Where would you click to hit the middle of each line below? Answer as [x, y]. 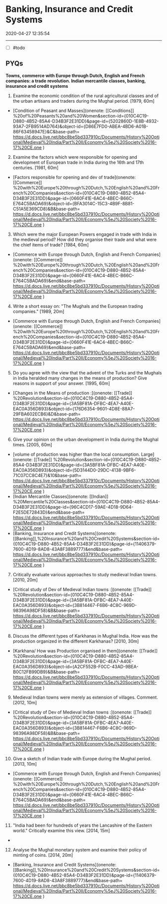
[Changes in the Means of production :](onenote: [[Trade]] [73, 393]
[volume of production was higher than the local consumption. [76, 454]
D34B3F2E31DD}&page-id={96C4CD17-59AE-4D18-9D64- [73, 507]
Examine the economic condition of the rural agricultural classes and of [86, 96]
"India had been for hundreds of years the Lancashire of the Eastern [83, 825]
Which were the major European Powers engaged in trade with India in [85, 234]
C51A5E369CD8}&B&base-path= [46, 209]
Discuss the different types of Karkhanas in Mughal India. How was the [85, 636]
